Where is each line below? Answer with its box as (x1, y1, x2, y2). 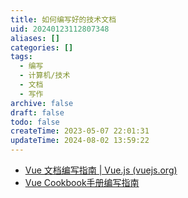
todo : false (10, 117, 60, 127)
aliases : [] (10, 33, 60, 43)
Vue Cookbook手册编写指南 (24, 177, 140, 188)
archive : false (10, 98, 74, 108)
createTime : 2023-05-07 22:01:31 (10, 126, 150, 136)
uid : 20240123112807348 (10, 24, 110, 34)
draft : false (10, 107, 65, 118)
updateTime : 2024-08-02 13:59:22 (10, 136, 150, 146)
